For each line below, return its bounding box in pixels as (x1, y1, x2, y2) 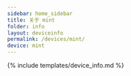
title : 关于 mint (7, 17, 55, 23)
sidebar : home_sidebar (7, 10, 73, 17)
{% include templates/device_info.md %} (7, 61, 125, 69)
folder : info (7, 23, 45, 30)
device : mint (7, 42, 45, 49)
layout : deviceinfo (7, 29, 64, 37)
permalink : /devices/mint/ (7, 36, 85, 43)
